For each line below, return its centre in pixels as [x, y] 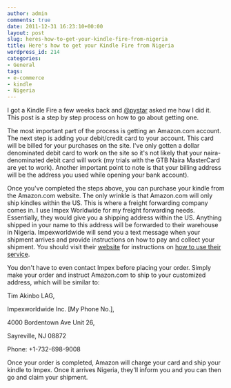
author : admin [28, 13]
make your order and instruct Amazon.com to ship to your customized [107, 275]
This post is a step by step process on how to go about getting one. [103, 117]
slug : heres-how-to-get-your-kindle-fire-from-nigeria [88, 39]
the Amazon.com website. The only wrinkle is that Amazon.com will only [110, 196]
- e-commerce [26, 78]
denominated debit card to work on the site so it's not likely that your [105, 153]
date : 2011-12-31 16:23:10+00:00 [55, 26]
